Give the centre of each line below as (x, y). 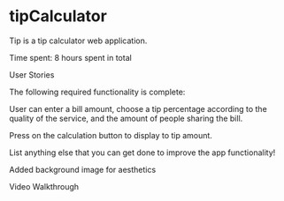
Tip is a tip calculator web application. (78, 41)
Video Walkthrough (44, 186)
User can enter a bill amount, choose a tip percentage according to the (138, 108)
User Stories (32, 74)
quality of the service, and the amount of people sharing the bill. (126, 118)
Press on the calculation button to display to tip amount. (111, 135)
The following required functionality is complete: (97, 92)
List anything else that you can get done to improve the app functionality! (142, 153)
